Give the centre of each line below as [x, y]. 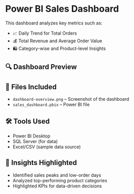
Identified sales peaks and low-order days [57, 175]
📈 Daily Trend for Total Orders [45, 33]
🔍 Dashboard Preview [41, 67]
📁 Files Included [31, 87]
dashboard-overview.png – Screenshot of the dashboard [71, 99]
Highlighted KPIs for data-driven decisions [57, 186]
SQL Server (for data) [35, 141]
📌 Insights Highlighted [41, 163]
